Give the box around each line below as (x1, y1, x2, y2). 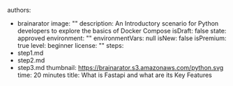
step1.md (17, 49, 44, 57)
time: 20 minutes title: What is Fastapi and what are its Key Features (17, 71, 213, 79)
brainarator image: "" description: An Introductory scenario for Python (17, 19, 219, 27)
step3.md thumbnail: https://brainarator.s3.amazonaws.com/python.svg (17, 64, 224, 71)
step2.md (17, 56, 45, 64)
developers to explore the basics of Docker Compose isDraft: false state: (17, 27, 227, 35)
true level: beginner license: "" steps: (17, 42, 124, 49)
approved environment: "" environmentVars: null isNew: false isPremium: (17, 34, 227, 42)
